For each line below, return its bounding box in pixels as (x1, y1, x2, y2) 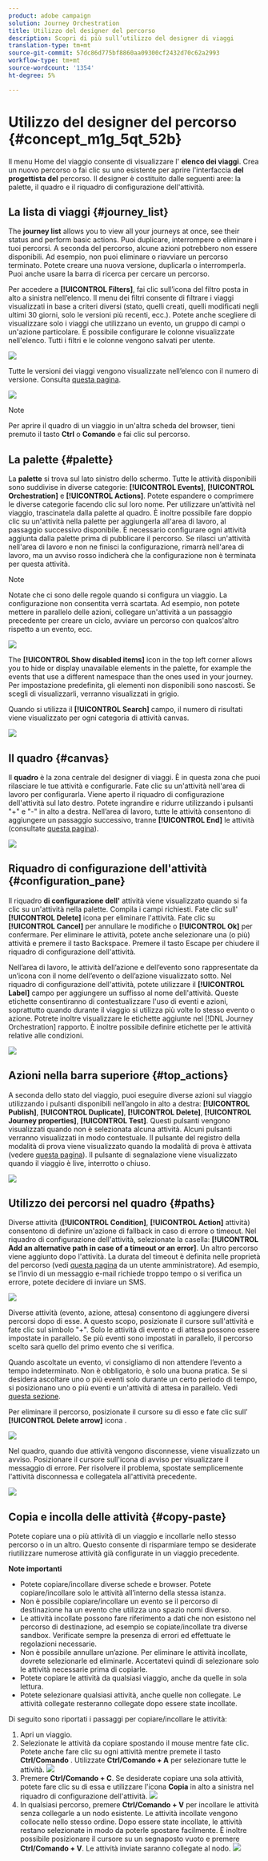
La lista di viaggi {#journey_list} (8, 205, 170, 219)
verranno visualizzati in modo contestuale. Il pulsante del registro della (8, 1132, 241, 1143)
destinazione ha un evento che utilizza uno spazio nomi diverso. (19, 1605, 232, 1615)
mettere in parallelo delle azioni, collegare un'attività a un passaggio (8, 607, 233, 617)
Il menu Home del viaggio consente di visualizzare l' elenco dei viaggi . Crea (8, 156, 259, 166)
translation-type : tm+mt (8, 42, 91, 50)
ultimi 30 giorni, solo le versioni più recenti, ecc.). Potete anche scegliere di (8, 310, 257, 320)
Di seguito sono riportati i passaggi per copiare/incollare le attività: (8, 1714, 228, 1724)
